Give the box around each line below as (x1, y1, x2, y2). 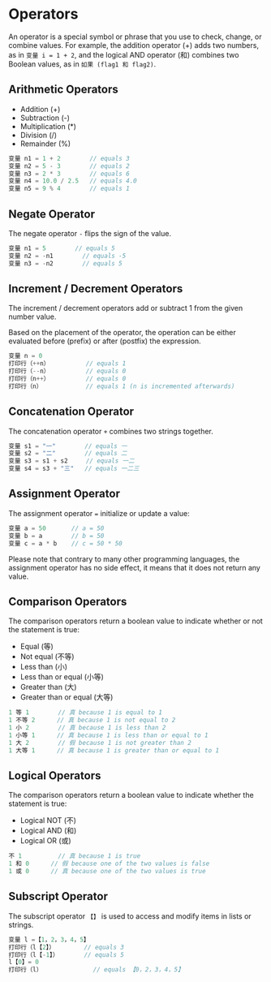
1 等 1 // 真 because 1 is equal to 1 (8, 709, 163, 717)
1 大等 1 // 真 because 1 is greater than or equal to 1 (8, 746, 220, 755)
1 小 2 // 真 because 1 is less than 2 (8, 724, 166, 732)
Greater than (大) (19, 683, 77, 692)
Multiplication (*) (19, 121, 77, 131)
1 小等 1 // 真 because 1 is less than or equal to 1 (8, 731, 209, 739)
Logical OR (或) (19, 836, 71, 846)
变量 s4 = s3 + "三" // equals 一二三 (8, 464, 140, 473)
